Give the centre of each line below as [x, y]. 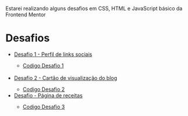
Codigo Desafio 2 [44, 89]
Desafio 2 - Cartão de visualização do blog [65, 78]
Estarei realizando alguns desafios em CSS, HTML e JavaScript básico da [94, 8]
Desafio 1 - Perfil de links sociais [53, 54]
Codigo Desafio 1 [43, 65]
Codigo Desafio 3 [44, 107]
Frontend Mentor [26, 15]
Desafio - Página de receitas [48, 95]
